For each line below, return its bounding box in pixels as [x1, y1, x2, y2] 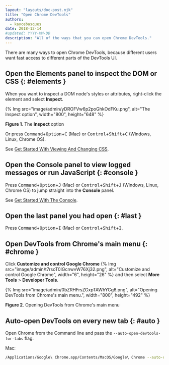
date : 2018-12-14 [5, 26, 42, 31]
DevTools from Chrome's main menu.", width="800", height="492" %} [5, 292, 150, 298]
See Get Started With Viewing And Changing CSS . [5, 146, 109, 152]
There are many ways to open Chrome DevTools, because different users [5, 49, 157, 56]
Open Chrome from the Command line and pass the [5, 330, 112, 336]
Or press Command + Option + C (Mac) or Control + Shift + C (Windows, [5, 131, 151, 137]
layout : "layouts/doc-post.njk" [5, 7, 73, 13]
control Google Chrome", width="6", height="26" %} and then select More [5, 272, 160, 278]
